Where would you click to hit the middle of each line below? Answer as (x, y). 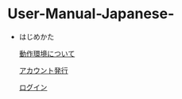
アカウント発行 (43, 70)
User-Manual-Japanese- (91, 14)
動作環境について (47, 53)
